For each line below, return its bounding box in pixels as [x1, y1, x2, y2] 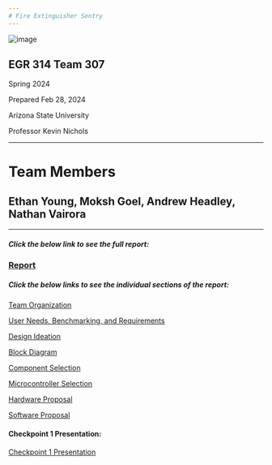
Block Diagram [8, 347, 57, 357]
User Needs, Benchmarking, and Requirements [8, 316, 165, 325]
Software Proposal [8, 411, 70, 420]
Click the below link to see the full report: [8, 239, 150, 249]
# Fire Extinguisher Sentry [8, 11, 104, 20]
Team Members [8, 162, 116, 181]
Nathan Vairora [8, 208, 87, 222]
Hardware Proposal [8, 394, 73, 404]
